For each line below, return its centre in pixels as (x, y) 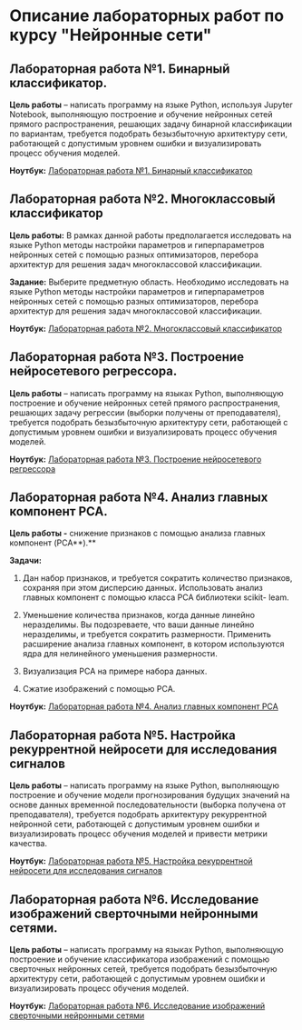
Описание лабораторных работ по (146, 16)
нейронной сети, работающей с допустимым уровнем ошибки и (135, 825)
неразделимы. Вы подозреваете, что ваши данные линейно (138, 625)
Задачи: (26, 561)
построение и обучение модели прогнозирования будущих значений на (150, 795)
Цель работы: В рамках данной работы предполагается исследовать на (151, 235)
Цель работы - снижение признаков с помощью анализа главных (137, 534)
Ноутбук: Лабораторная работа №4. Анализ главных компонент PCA (144, 706)
